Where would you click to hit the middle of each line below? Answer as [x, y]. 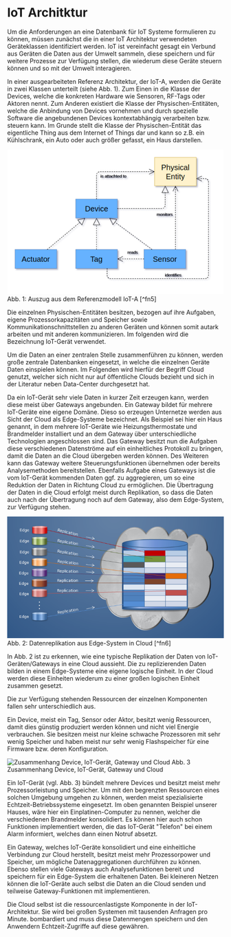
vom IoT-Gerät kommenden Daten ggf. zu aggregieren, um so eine [101, 478]
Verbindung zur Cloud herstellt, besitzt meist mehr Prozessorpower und [109, 855]
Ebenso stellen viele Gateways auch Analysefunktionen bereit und [101, 869]
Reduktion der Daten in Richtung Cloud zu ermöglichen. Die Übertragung [110, 485]
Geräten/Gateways [34, 664]
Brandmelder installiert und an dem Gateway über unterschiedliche [102, 434]
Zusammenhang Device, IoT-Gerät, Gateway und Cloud [85, 770]
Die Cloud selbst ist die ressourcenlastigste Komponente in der [96, 905]
